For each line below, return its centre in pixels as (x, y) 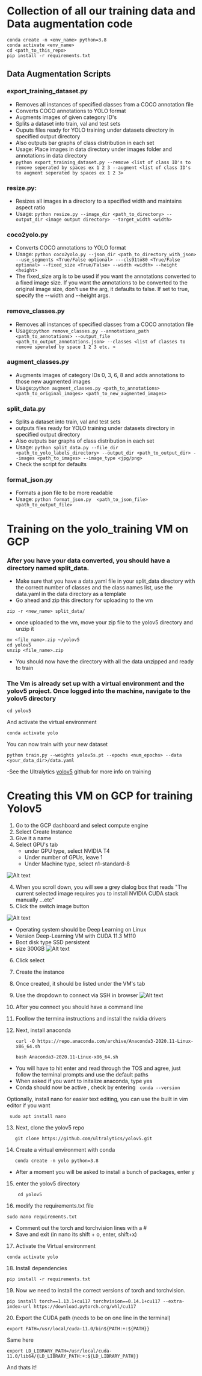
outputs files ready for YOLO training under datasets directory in (95, 428)
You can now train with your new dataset (57, 745)
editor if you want (29, 1105)
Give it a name (33, 838)
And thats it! (22, 1368)
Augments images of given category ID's (66, 117)
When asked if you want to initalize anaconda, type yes (84, 1081)
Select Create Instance (44, 832)
